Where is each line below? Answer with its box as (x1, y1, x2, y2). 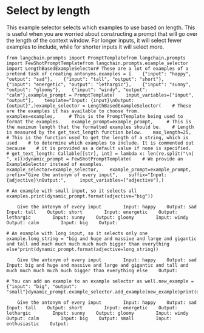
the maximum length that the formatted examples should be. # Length (6, 124, 194, 130)
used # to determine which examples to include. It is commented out (6, 140, 194, 146)
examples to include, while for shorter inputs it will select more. (6, 43, 165, 50)
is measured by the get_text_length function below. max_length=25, (6, 129, 191, 136)
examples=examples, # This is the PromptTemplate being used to (6, 113, 183, 119)
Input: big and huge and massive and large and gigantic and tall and (6, 262, 189, 268)
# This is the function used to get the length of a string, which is (6, 134, 189, 140)
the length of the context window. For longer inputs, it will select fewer (6, 36, 182, 44)
